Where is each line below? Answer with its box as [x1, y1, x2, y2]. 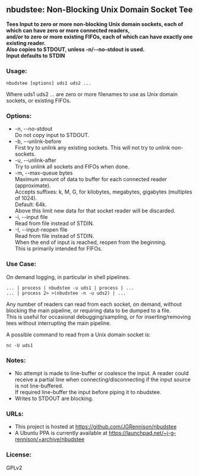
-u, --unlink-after [14, 157, 56, 164]
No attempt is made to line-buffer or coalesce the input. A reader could [14, 370, 189, 376]
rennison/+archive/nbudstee [14, 436, 85, 443]
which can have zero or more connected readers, [6, 27, 130, 34]
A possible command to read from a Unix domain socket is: [6, 331, 151, 338]
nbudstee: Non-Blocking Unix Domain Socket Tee [6, 5, 193, 15]
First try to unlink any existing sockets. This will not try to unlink [14, 144, 170, 151]
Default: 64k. [14, 201, 47, 208]
